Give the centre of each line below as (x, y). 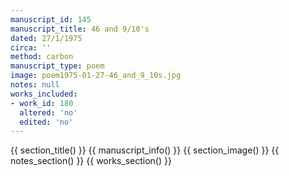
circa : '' (31, 47)
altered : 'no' (48, 112)
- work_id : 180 (42, 103)
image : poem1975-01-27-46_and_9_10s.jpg (96, 76)
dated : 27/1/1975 (46, 38)
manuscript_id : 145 (51, 19)
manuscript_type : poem (57, 66)
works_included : (44, 94)
